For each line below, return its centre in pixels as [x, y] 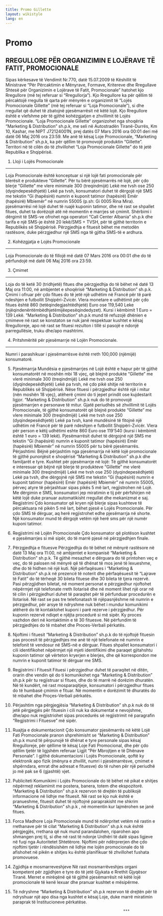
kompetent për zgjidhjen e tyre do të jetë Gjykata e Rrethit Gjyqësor [80, 872]
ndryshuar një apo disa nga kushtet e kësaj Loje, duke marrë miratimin [82, 897]
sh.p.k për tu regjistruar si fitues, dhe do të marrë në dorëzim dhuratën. [83, 680]
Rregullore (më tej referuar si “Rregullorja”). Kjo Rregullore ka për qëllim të [79, 95]
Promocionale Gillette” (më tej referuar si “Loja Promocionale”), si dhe [75, 106]
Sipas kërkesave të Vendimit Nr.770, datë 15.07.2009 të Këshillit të [71, 80]
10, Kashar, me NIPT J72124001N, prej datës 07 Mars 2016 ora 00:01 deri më [82, 131]
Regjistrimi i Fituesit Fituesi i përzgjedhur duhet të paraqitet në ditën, [81, 670]
